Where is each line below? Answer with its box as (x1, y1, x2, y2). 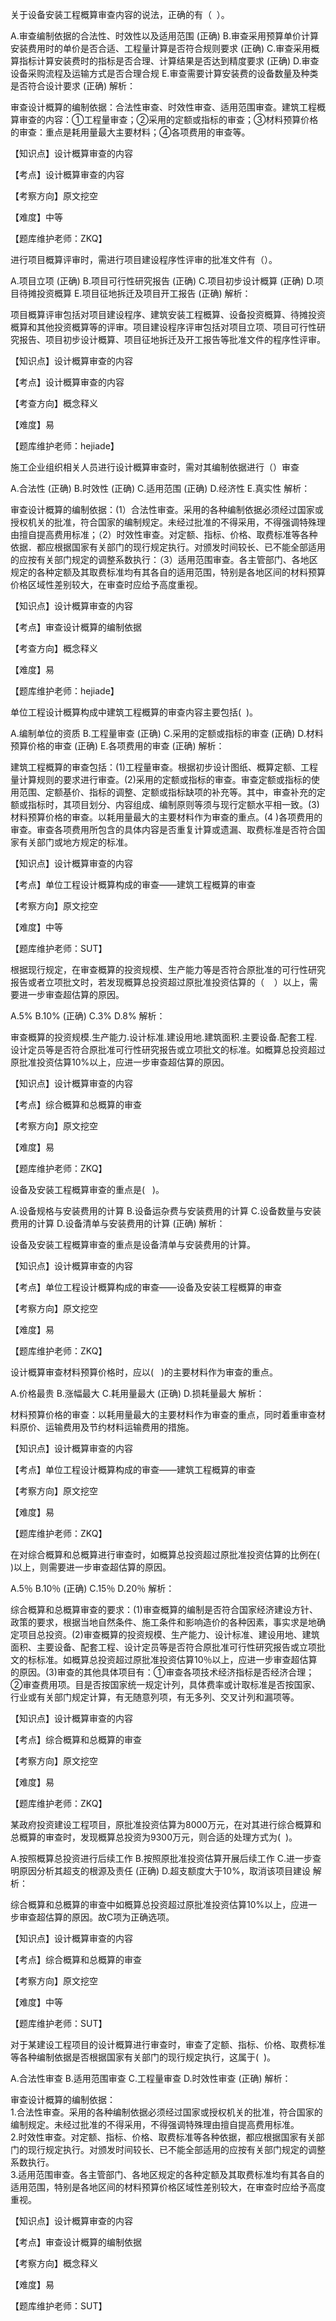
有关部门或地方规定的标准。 (18, 836, 133, 848)
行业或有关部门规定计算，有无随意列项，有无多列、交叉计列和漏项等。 (10, 1691, 300, 1703)
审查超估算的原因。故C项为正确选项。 (18, 1911, 175, 1923)
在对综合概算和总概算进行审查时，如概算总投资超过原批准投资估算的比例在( (10, 1549, 321, 1560)
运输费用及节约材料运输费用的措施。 (44, 1421, 195, 1433)
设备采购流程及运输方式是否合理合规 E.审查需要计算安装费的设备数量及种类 (10, 68, 319, 79)
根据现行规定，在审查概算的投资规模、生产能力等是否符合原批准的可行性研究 (10, 964, 326, 975)
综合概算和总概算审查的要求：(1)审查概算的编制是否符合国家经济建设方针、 (10, 1604, 318, 1615)
